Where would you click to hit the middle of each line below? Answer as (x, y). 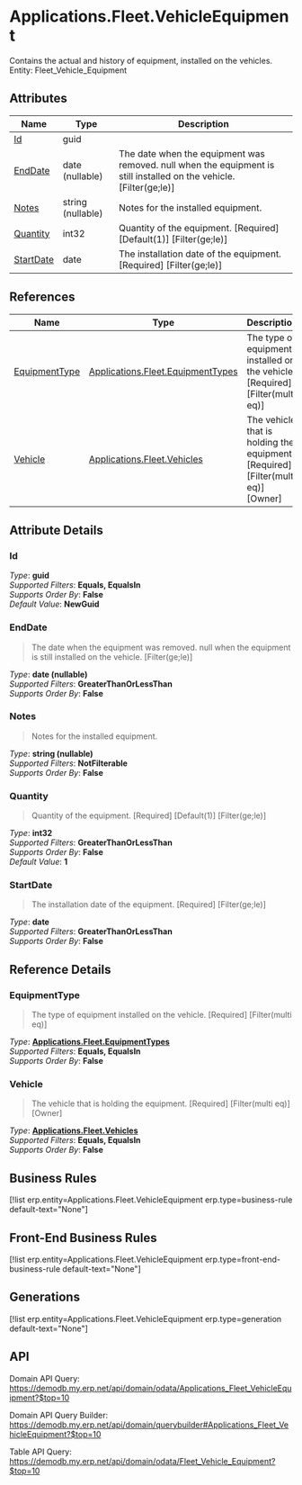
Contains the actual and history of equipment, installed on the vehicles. (141, 60)
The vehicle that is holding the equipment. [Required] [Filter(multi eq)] (160, 1103)
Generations (45, 1297)
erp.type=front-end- (243, 1260)
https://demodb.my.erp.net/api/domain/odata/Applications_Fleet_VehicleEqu (151, 1388)
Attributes (38, 99)
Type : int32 (31, 833)
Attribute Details (56, 530)
